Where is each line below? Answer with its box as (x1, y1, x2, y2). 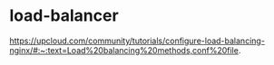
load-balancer (9, 5, 120, 26)
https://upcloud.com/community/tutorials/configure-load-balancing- (9, 35, 266, 46)
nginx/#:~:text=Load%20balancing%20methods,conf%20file (9, 44, 239, 55)
